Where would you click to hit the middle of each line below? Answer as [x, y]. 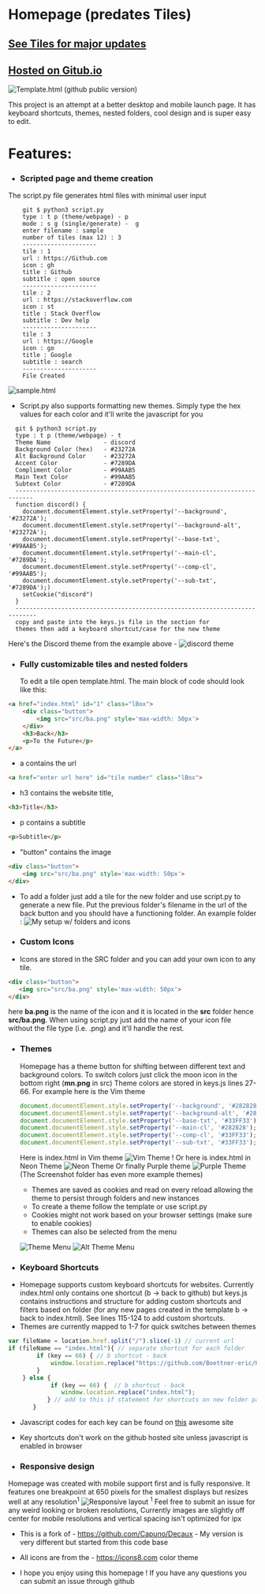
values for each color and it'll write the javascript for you [111, 414]
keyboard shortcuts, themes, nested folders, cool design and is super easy [130, 113]
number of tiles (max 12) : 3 [72, 237]
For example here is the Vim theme [89, 1091]
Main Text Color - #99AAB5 [75, 477]
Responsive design [57, 1466]
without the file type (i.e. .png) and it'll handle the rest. [96, 1028]
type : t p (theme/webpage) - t [69, 435]
